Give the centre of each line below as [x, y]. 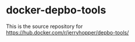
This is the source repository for [45, 26]
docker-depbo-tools [56, 10]
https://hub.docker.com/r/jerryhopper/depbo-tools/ [67, 32]
